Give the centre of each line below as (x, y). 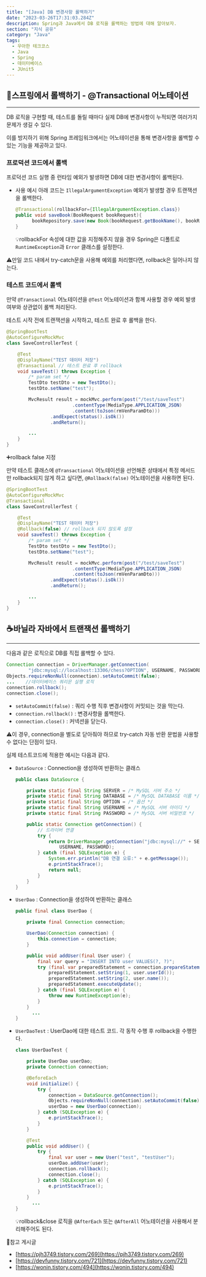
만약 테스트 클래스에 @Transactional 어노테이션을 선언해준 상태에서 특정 (93, 470)
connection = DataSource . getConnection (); (103, 1095)
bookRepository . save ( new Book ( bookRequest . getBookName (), (107, 221)
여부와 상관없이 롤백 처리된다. (42, 307)
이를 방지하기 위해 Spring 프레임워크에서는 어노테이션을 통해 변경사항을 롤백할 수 (103, 138)
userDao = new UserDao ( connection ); (95, 1107)
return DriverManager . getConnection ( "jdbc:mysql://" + (120, 841)
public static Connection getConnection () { (84, 824)
